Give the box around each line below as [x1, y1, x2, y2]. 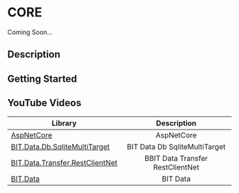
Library [51, 118, 77, 128]
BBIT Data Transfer [144, 153, 208, 163]
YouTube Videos [7, 97, 82, 109]
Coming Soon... [7, 28, 53, 36]
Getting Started [7, 73, 78, 85]
